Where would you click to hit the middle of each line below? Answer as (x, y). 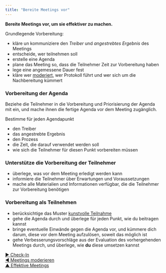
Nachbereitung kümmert (38, 80)
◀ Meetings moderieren (30, 260)
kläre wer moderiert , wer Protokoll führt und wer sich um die (74, 75)
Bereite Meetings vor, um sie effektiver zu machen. (59, 24)
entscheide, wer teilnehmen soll (45, 54)
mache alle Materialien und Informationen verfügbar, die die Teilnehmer (85, 184)
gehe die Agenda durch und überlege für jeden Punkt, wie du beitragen (85, 218)
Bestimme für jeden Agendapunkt (40, 119)
